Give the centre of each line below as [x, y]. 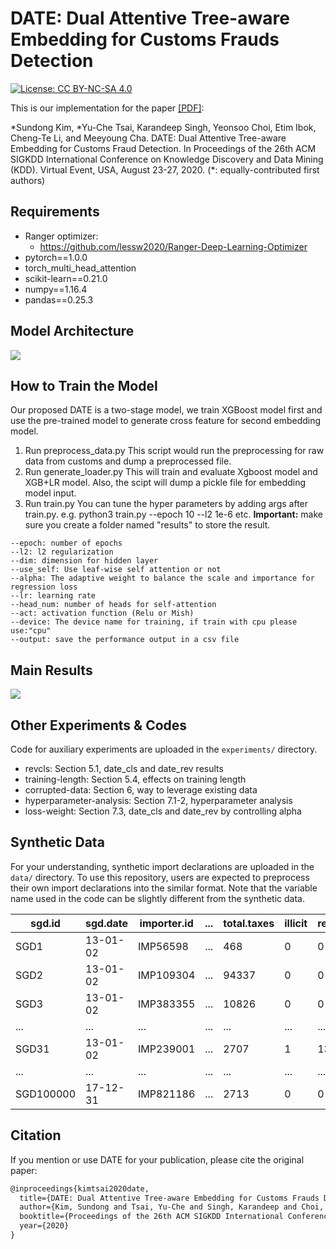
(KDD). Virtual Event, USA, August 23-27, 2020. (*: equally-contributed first [165, 169]
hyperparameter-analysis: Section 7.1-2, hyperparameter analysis [158, 800]
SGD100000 [45, 1094]
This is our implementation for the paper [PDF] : [107, 108]
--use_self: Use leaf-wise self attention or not [116, 570]
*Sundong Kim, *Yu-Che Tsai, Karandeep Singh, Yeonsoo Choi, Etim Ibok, [163, 127]
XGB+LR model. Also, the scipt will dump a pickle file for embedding [165, 483]
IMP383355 [167, 1004]
